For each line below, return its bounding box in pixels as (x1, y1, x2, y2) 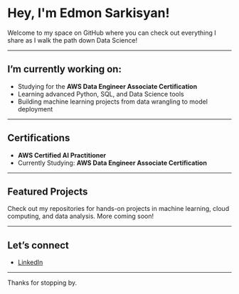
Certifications (7, 132, 70, 144)
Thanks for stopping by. (7, 278, 77, 287)
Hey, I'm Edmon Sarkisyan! (7, 5, 170, 21)
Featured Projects (7, 185, 88, 197)
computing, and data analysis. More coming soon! (7, 212, 154, 221)
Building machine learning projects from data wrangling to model (17, 97, 208, 106)
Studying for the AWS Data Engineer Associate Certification (17, 82, 198, 90)
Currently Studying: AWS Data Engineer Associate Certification (17, 158, 208, 167)
